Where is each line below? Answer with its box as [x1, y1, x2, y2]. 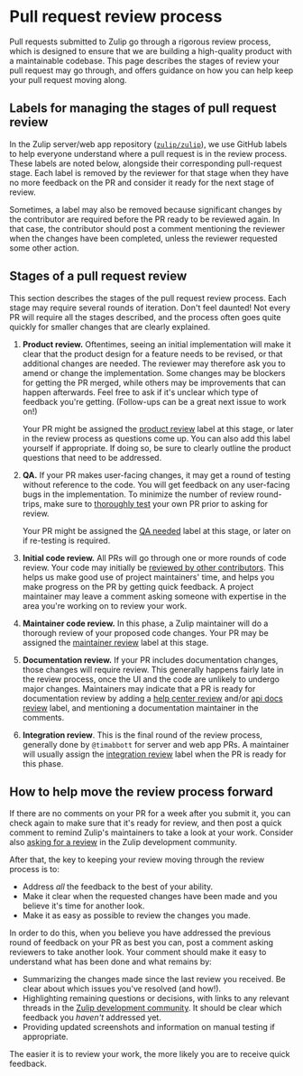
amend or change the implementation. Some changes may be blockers [22, 367, 286, 378]
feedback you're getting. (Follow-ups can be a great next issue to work [22, 396, 287, 407]
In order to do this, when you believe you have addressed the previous [9, 927, 271, 939]
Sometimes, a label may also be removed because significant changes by [9, 204, 282, 215]
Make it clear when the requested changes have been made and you [22, 891, 278, 902]
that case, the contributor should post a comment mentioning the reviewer [9, 223, 286, 234]
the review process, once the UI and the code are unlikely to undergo [22, 674, 280, 685]
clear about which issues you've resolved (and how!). [22, 983, 222, 994]
